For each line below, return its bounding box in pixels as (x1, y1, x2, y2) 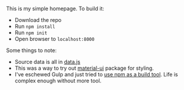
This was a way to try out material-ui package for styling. (14, 65, 154, 72)
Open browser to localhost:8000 (14, 36, 95, 42)
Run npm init (14, 29, 47, 36)
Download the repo (14, 17, 62, 23)
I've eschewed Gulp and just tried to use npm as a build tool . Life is (14, 71, 179, 78)
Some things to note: (6, 47, 57, 54)
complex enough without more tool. (14, 77, 102, 84)
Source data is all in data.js (14, 59, 81, 65)
